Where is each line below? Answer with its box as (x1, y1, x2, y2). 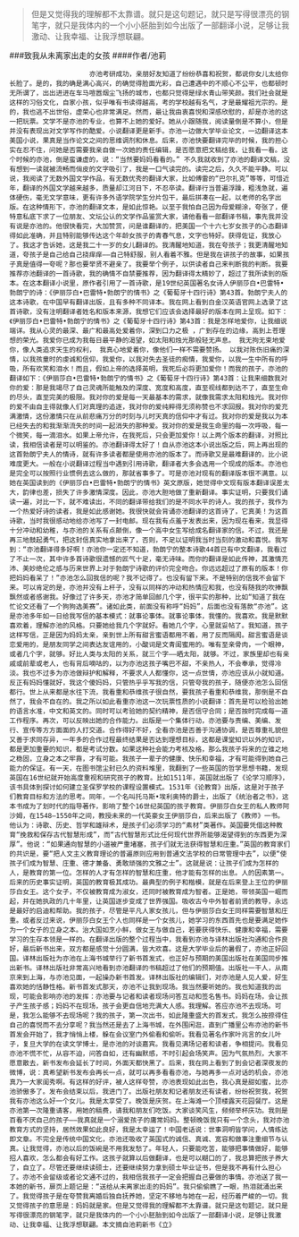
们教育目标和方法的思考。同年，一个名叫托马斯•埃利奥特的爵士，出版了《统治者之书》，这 (9, 792, 289, 801)
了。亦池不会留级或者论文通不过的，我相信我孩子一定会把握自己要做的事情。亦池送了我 (9, 1173, 282, 1182)
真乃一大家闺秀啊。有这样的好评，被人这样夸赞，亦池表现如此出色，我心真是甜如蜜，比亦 (9, 1078, 288, 1087)
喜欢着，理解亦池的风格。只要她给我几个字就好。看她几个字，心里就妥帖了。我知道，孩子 (9, 621, 288, 630)
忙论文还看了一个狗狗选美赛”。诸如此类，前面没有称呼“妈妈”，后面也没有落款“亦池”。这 (9, 602, 288, 611)
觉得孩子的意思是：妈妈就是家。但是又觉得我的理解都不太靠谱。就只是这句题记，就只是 (15, 1201, 288, 1210)
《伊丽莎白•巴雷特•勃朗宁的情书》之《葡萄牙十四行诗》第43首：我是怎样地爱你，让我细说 (9, 317, 287, 326)
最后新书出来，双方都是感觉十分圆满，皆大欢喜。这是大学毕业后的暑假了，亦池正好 (21, 944, 282, 953)
